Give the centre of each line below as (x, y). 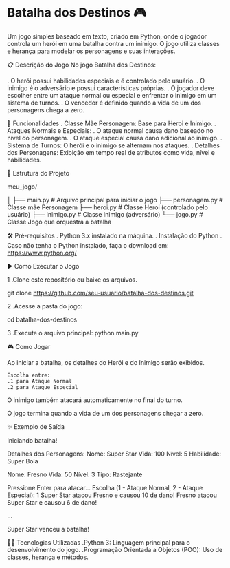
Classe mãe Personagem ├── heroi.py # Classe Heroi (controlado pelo (107, 207)
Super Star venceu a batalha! (48, 529)
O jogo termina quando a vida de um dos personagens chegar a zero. (105, 413)
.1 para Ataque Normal (39, 381)
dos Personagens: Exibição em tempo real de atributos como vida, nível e (111, 152)
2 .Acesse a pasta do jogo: (45, 306)
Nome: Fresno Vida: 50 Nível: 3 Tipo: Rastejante (75, 474)
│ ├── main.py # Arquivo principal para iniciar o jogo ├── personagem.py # (115, 200)
